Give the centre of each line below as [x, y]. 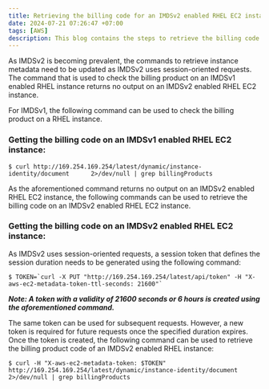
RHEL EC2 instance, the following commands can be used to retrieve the [128, 197]
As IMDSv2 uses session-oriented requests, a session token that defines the [134, 253]
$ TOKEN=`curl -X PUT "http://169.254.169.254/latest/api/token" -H [125, 277]
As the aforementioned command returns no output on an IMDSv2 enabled [131, 188]
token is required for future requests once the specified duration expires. [128, 331]
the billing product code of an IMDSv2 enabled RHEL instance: [111, 348]
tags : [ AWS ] [28, 30]
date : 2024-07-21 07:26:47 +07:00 [66, 23]
